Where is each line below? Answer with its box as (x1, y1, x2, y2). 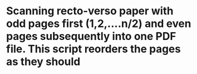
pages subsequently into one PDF (6, 30, 177, 43)
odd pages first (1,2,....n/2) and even (6, 17, 192, 30)
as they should (6, 55, 80, 69)
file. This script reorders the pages (6, 42, 181, 56)
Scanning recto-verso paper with (6, 4, 174, 18)
